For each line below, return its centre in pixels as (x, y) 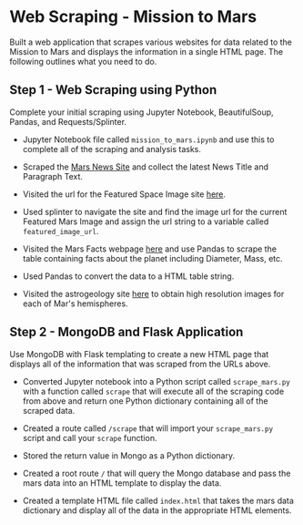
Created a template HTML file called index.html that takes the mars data (158, 500)
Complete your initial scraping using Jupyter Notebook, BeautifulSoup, (142, 112)
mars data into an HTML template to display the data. (122, 483)
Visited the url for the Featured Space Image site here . (124, 194)
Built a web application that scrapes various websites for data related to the (151, 42)
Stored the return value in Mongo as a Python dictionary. (128, 455)
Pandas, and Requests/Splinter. (68, 121)
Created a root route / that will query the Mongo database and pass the (157, 473)
